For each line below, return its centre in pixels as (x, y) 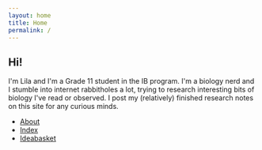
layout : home (30, 15)
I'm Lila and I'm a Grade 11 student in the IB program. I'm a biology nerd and (131, 81)
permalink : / (30, 30)
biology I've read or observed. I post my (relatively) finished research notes (131, 98)
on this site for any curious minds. (63, 107)
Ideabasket (38, 138)
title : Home (28, 23)
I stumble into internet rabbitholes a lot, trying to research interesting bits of (131, 90)
